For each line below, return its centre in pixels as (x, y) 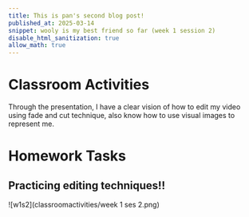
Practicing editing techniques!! (87, 185)
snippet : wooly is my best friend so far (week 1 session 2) (112, 30)
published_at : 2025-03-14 (51, 23)
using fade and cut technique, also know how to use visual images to (122, 116)
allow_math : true (37, 45)
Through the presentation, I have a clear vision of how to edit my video (125, 107)
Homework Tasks (67, 156)
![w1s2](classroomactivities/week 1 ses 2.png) (84, 205)
